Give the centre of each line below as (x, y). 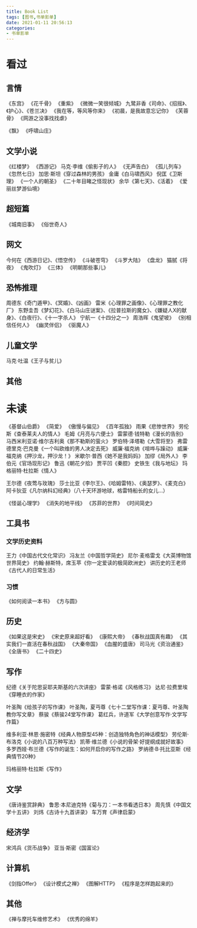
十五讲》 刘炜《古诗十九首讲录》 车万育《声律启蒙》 (75, 812)
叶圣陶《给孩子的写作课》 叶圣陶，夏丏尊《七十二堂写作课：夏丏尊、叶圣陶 (97, 707)
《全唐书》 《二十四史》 (35, 651)
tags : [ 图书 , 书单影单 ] (31, 17)
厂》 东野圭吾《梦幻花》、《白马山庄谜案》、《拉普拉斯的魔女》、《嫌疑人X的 (94, 310)
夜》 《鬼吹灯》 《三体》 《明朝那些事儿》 (58, 267)
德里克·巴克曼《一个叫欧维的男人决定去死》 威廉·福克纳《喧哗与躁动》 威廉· (98, 448)
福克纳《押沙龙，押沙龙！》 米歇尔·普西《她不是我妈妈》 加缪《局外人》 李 (97, 455)
